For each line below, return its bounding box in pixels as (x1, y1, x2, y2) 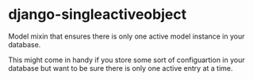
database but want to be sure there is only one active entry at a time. (8, 63, 233, 72)
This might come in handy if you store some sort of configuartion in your (8, 55, 245, 64)
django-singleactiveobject (8, 6, 187, 24)
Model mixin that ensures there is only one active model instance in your (8, 31, 245, 41)
